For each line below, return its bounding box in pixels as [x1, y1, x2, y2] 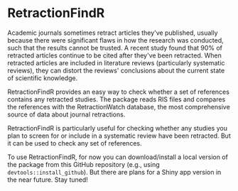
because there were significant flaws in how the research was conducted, [7, 36, 224, 44]
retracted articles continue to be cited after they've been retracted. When [7, 51, 222, 60]
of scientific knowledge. [7, 73, 78, 82]
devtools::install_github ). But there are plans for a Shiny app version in [7, 168, 222, 176]
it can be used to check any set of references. [7, 138, 142, 147]
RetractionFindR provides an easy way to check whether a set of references [7, 87, 229, 96]
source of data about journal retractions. [7, 110, 126, 119]
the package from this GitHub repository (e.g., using [7, 160, 160, 168]
